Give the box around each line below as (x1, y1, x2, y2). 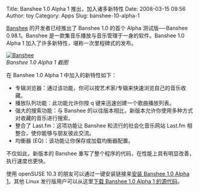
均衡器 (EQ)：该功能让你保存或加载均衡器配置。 (14, 137, 134, 144)
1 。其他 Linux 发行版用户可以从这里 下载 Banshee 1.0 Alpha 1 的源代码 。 (6, 178, 183, 185)
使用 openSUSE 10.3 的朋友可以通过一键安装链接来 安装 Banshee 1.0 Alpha (6, 171, 190, 177)
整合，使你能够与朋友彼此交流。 (14, 130, 95, 137)
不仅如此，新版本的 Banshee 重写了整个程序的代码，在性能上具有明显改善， (6, 150, 195, 157)
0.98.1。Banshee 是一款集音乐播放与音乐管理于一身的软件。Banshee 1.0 (6, 32, 185, 39)
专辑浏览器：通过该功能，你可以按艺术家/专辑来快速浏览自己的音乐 (14, 84, 181, 92)
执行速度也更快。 (6, 157, 49, 164)
